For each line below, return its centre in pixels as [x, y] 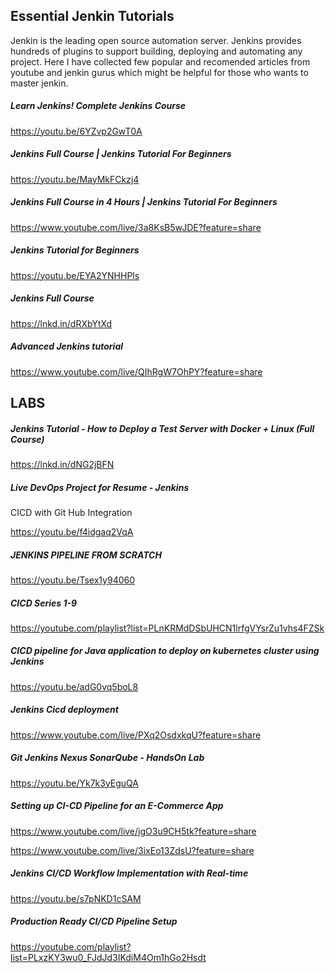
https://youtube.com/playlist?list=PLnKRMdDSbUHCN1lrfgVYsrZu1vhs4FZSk [167, 628]
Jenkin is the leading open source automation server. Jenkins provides [156, 40]
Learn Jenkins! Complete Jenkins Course [98, 106]
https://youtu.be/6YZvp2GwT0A [76, 131]
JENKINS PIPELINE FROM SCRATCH [86, 555]
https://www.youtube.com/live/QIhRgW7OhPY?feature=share [136, 371]
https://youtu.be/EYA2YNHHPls [75, 275]
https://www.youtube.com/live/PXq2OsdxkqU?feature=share [136, 735]
